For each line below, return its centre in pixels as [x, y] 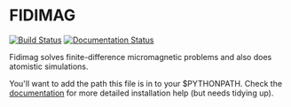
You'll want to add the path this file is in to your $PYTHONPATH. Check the [145, 83]
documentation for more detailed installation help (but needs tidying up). [142, 93]
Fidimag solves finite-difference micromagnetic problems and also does [141, 57]
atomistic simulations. [49, 66]
